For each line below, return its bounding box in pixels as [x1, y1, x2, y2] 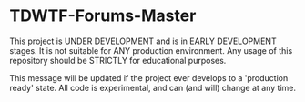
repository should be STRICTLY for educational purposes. [9, 55, 227, 66]
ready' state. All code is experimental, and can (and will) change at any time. [9, 82, 296, 93]
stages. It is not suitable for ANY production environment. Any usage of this [9, 45, 293, 56]
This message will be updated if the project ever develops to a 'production [9, 72, 289, 83]
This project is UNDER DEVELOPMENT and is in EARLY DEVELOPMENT [9, 36, 277, 46]
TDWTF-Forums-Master [9, 5, 197, 26]
